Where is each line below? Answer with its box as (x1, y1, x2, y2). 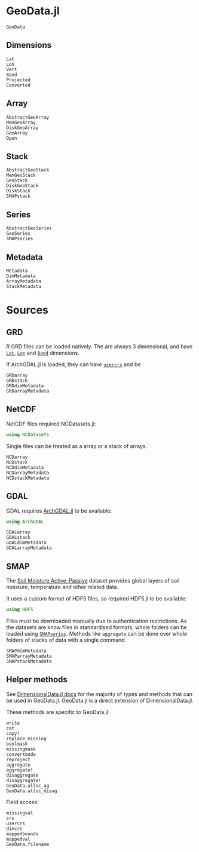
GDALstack (6, 535, 31, 541)
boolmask (6, 741, 28, 747)
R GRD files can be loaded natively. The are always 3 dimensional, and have (6, 343, 193, 350)
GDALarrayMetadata (6, 545, 52, 551)
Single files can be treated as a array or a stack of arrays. (6, 442, 148, 449)
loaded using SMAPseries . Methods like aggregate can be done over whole (6, 630, 188, 638)
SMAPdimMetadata (6, 648, 47, 654)
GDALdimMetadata (6, 540, 47, 546)
